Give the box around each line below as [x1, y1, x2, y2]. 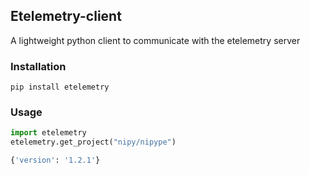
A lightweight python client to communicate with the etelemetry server [10, 34, 301, 46]
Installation [10, 59, 67, 73]
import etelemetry [10, 128, 87, 138]
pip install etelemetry [10, 82, 110, 93]
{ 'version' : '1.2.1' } [10, 155, 101, 166]
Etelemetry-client [10, 8, 122, 25]
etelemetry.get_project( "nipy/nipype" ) [10, 137, 177, 148]
